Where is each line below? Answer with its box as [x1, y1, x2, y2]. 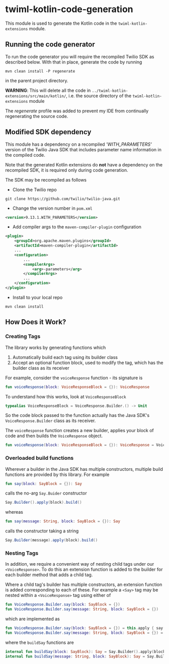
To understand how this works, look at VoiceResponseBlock [5, 393, 127, 399]
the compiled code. [5, 152, 45, 158]
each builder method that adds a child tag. [5, 572, 93, 578]
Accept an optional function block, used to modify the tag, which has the [12, 359, 163, 366]
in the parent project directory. [5, 77, 68, 84]
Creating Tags [5, 333, 41, 340]
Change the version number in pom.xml [12, 205, 93, 211]
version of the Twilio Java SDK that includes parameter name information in [5, 146, 162, 152]
